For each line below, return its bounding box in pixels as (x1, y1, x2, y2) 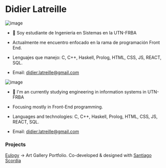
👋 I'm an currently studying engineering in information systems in (12, 88, 147, 94)
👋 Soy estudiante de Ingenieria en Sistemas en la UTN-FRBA (12, 29, 137, 35)
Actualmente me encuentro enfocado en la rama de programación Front (12, 39, 161, 45)
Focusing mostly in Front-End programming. (12, 103, 103, 109)
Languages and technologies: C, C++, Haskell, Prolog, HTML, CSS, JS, (12, 113, 158, 119)
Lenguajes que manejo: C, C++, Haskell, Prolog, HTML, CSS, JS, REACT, (12, 54, 162, 60)
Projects (5, 141, 26, 148)
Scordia (5, 157, 21, 163)
